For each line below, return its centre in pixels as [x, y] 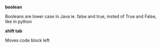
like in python [18, 22]
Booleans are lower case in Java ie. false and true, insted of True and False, [81, 16]
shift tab [14, 31]
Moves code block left [27, 40]
